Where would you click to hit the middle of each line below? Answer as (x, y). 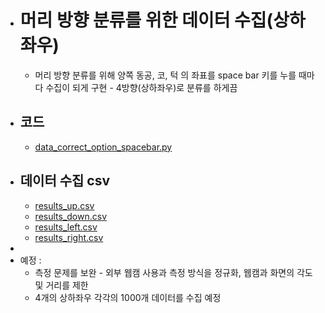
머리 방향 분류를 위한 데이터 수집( (146, 20)
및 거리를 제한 (61, 285)
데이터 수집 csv (65, 181)
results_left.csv (66, 227)
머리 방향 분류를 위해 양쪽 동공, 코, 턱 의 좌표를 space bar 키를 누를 (165, 75)
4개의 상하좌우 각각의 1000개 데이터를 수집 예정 (128, 297)
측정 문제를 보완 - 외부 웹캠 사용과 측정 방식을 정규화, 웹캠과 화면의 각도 (173, 272)
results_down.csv (71, 216)
